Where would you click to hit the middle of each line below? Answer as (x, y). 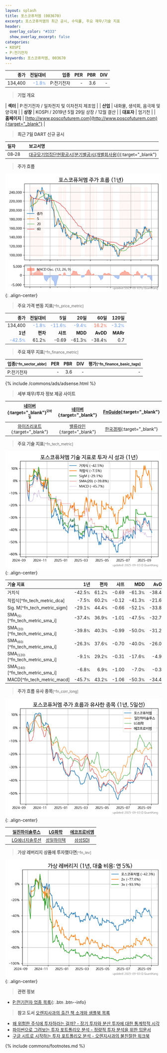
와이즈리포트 (30, 426)
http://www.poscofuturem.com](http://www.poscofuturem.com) (92, 118)
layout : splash (21, 10)
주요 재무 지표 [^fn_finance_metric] (48, 352)
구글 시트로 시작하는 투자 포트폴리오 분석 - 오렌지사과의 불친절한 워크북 (81, 1036)
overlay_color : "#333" (33, 32)
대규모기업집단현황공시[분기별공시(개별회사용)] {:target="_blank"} (93, 154)
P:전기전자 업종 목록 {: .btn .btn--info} (49, 1002)
